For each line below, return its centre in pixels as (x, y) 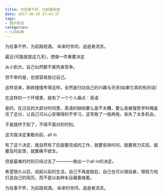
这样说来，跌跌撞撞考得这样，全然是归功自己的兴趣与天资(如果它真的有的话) (81, 87)
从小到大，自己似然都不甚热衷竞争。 (41, 67)
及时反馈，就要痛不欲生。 (35, 151)
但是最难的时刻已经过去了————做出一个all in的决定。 (61, 161)
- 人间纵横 (15, 32)
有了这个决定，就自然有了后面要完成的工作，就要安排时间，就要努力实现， (79, 145)
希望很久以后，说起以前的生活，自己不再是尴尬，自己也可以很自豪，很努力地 (81, 172)
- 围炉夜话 (15, 23)
